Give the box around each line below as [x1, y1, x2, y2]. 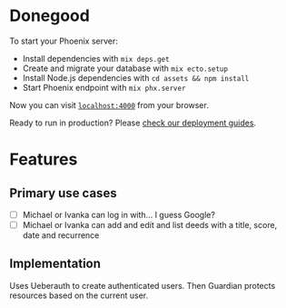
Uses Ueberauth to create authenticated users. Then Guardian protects [9, 280, 276, 291]
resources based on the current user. [9, 290, 148, 301]
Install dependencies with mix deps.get [22, 53, 170, 64]
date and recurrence [22, 230, 100, 241]
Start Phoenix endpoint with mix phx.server [22, 82, 186, 93]
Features [9, 149, 78, 170]
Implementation [9, 256, 102, 272]
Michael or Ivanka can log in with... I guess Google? [22, 209, 216, 220]
